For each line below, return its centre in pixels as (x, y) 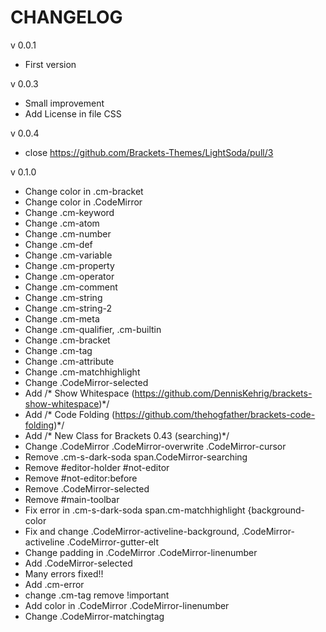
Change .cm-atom (62, 223)
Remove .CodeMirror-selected (87, 488)
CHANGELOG (66, 17)
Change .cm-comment (71, 287)
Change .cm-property (69, 265)
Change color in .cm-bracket (84, 191)
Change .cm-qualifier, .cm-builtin (93, 329)
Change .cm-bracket (67, 340)
